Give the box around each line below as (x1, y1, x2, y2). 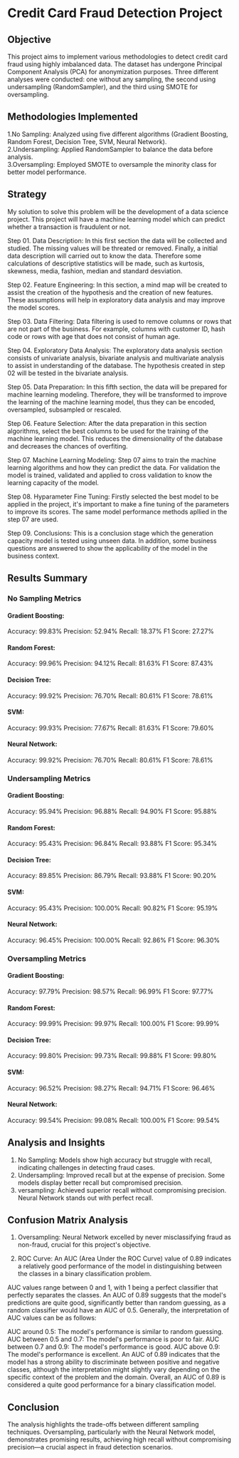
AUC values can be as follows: (7, 1314, 97, 1322)
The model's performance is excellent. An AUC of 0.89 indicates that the (7, 1350, 221, 1359)
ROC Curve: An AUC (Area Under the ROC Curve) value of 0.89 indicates (17, 1254, 232, 1263)
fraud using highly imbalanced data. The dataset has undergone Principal (7, 60, 223, 68)
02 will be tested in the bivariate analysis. (7, 369, 129, 377)
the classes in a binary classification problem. (17, 1270, 152, 1278)
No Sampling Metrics (7, 593, 82, 603)
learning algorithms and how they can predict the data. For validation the (7, 463, 221, 471)
